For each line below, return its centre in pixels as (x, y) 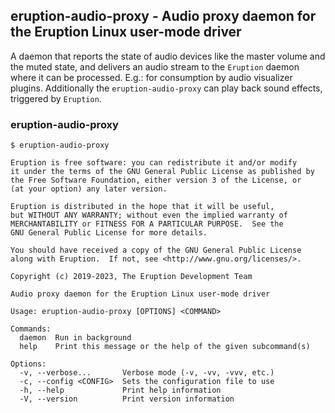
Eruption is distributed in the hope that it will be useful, (142, 207)
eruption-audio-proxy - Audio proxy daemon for (163, 16)
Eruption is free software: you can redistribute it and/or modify (154, 163)
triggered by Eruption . (56, 98)
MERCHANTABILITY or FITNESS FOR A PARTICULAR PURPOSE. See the (147, 224)
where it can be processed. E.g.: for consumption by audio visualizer (151, 77)
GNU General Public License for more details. (109, 233)
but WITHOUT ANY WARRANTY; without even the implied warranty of (149, 215)
